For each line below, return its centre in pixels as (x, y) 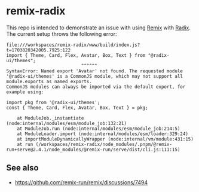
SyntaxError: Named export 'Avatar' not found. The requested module (95, 71)
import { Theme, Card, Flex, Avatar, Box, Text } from (76, 55)
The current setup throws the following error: (62, 33)
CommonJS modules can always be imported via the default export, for (96, 87)
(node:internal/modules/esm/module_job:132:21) (67, 123)
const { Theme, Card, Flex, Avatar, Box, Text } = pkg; (77, 108)
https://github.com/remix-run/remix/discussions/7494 (81, 182)
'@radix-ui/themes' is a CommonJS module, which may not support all (95, 76)
